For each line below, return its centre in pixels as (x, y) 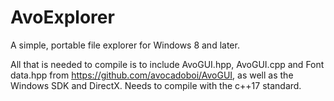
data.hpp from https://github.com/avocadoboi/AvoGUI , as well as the (152, 75)
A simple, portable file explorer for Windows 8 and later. (125, 45)
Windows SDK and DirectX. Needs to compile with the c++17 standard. (156, 85)
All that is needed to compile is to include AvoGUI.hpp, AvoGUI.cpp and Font (167, 64)
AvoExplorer (62, 17)
